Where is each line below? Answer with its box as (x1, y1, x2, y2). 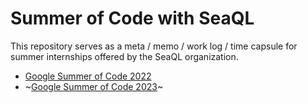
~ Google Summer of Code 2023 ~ (24, 80, 164, 92)
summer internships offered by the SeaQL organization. (10, 50, 239, 62)
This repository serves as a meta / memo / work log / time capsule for (10, 40, 298, 52)
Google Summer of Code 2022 (24, 70, 152, 82)
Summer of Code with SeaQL (10, 7, 255, 30)
